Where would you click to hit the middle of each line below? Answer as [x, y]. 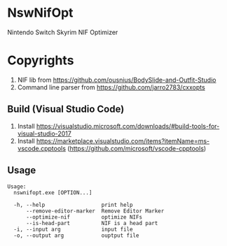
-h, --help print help [73, 205]
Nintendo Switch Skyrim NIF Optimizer [63, 32]
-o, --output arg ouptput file [76, 236]
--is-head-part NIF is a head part [92, 223]
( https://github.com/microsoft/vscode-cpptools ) [137, 148]
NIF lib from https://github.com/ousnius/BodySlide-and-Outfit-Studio [117, 80]
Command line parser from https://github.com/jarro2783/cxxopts [111, 87]
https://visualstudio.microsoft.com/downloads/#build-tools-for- [128, 126]
